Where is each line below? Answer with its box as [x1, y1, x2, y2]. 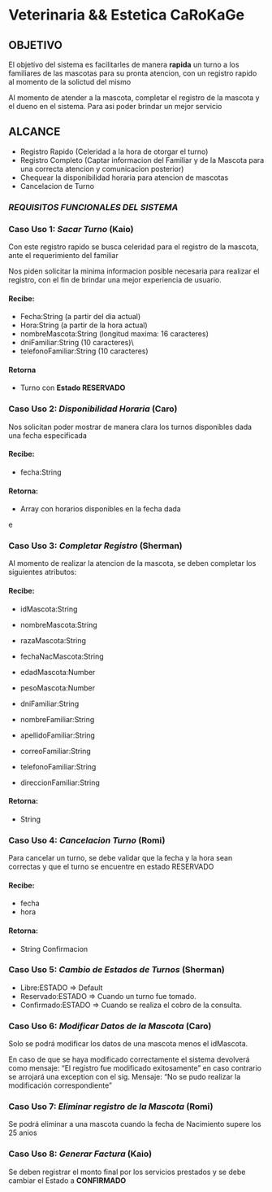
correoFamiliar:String [19, 746, 91, 756]
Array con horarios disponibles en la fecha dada [19, 504, 181, 514]
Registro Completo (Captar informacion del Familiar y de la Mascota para [19, 155, 265, 164]
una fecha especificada [8, 430, 88, 440]
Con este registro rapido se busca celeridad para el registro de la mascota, [8, 242, 259, 252]
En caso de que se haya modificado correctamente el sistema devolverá [8, 1054, 250, 1064]
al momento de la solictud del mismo [8, 77, 132, 86]
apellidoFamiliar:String [19, 730, 96, 740]
